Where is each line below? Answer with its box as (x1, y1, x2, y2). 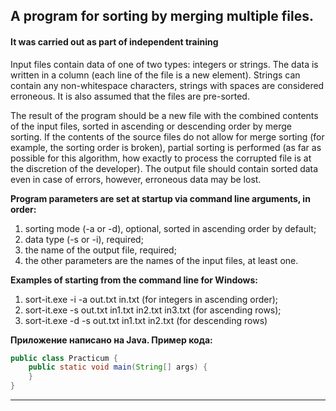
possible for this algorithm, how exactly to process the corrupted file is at (10, 152, 312, 164)
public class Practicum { (10, 353, 118, 363)
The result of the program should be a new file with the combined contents (10, 109, 319, 121)
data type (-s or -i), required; (24, 233, 144, 245)
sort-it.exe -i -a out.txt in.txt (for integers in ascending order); (24, 293, 279, 305)
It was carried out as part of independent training (10, 35, 219, 48)
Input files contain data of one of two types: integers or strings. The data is (10, 58, 319, 70)
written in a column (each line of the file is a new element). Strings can (10, 69, 301, 81)
